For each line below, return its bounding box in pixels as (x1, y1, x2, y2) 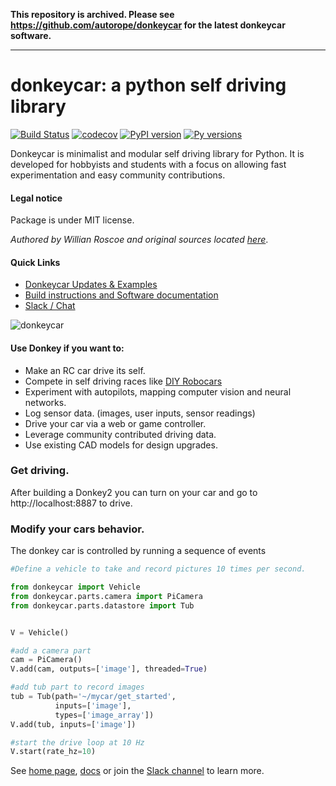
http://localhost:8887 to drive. (10, 497, 133, 509)
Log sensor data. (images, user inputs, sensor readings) (24, 407, 256, 419)
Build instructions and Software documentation (24, 289, 219, 301)
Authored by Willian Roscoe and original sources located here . (10, 234, 269, 246)
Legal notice (10, 192, 63, 204)
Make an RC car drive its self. (24, 364, 146, 376)
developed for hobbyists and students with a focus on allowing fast (10, 158, 287, 170)
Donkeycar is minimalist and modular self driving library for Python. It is (10, 147, 305, 159)
